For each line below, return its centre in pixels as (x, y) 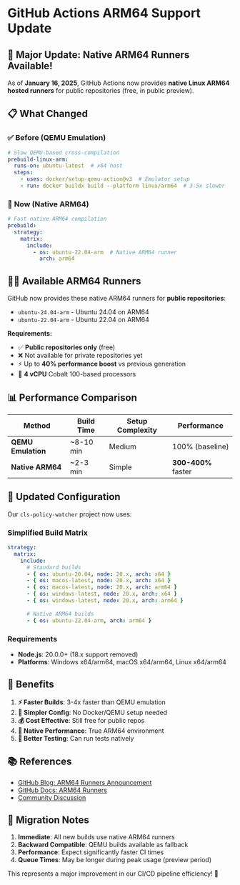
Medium (123, 446)
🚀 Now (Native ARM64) (48, 204)
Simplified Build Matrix (47, 532)
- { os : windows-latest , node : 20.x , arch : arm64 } (105, 601)
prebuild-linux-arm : (38, 159)
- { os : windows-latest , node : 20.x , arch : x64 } (101, 594)
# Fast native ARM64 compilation (57, 219)
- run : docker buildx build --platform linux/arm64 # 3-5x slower (122, 186)
